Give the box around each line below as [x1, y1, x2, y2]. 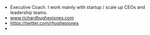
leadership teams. [10, 9, 48, 15]
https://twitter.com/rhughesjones [10, 20, 79, 26]
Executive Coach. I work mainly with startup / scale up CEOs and [10, 4, 145, 10]
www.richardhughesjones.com [10, 15, 74, 20]
